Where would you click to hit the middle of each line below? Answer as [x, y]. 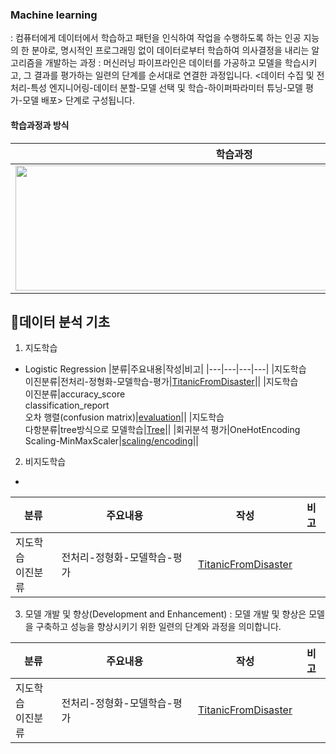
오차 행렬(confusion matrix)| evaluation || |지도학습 [124, 417]
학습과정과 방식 [40, 125]
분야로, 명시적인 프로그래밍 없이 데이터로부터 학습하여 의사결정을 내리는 [170, 50]
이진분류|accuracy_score [75, 394]
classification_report [67, 405]
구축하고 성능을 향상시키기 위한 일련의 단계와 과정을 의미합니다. [158, 627]
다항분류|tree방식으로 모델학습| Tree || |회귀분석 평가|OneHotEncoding [162, 430]
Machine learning [54, 15]
